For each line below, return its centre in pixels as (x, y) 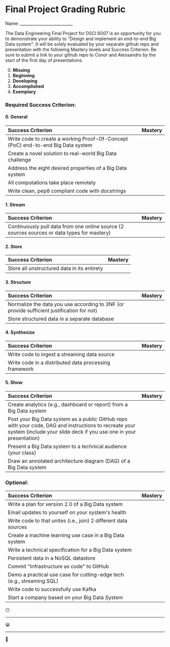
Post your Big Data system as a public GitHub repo (68, 419)
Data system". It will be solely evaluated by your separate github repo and (82, 44)
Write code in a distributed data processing (59, 363)
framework (21, 369)
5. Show (14, 382)
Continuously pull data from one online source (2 (66, 227)
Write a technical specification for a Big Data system (70, 550)
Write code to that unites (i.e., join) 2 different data (68, 521)
